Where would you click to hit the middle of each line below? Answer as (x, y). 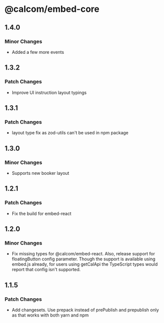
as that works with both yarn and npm (50, 315)
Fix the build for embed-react (42, 213)
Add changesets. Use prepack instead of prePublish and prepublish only (85, 310)
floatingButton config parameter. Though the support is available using (83, 259)
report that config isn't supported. (46, 270)
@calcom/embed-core (52, 9)
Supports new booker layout (40, 173)
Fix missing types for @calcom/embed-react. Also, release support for (83, 254)
